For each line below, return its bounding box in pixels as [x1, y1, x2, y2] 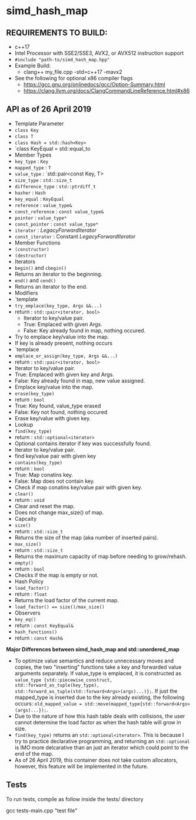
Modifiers [14, 289, 38, 296]
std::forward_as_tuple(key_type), [14, 682, 99, 688]
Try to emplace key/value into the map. [14, 333, 109, 340]
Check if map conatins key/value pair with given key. [14, 483, 142, 491]
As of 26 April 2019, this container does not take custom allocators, [14, 756, 178, 763]
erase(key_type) [14, 391, 55, 397]
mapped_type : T [14, 164, 51, 171]
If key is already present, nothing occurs [14, 339, 113, 347]
